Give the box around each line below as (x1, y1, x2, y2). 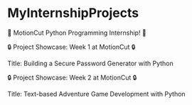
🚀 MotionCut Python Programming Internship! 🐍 (7, 28, 147, 37)
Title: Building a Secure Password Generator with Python (7, 59, 174, 67)
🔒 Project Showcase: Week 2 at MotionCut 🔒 (7, 73, 137, 82)
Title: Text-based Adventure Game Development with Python (7, 89, 186, 98)
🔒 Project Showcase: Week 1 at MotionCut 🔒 (7, 43, 136, 51)
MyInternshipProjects (7, 5, 139, 21)
